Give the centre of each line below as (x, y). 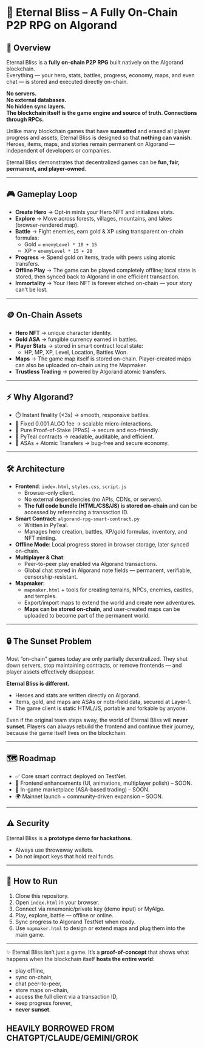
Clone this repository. (42, 895)
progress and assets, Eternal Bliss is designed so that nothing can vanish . (99, 137)
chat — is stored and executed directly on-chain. (67, 82)
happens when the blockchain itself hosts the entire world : (80, 959)
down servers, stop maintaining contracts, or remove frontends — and (94, 666)
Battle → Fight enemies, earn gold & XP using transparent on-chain (99, 231)
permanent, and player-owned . (46, 169)
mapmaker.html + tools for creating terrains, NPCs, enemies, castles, (109, 590)
